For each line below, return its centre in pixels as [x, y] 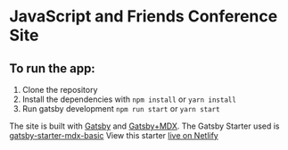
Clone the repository [60, 90]
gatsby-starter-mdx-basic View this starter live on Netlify [114, 135]
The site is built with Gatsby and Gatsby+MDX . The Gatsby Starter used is [144, 126]
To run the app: [52, 68]
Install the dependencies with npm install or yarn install [129, 99]
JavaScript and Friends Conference [144, 17]
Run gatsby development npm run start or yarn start [121, 108]
